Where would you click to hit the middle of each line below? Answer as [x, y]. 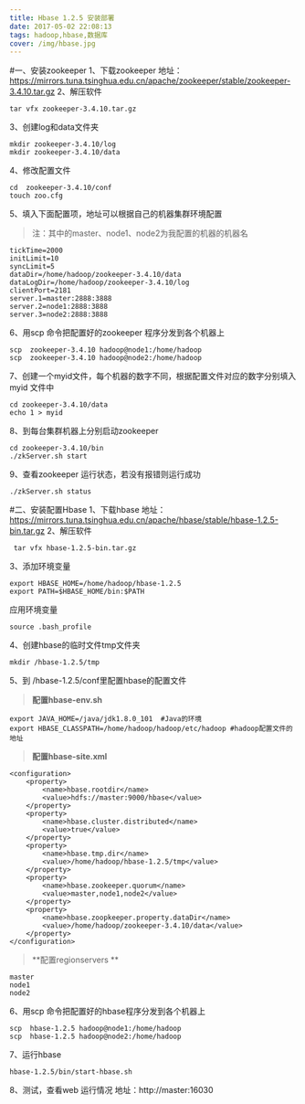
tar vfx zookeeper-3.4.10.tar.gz [73, 109]
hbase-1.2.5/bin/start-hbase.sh [71, 1072]
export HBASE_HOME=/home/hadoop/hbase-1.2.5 [95, 584]
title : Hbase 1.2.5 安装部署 [62, 18]
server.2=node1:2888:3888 [58, 307]
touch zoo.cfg [37, 196]
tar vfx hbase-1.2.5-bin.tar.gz [75, 548]
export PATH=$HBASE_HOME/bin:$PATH [77, 592]
